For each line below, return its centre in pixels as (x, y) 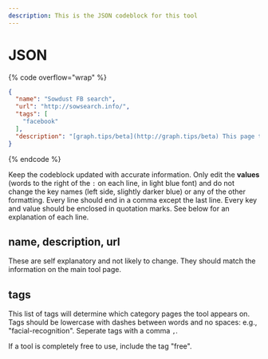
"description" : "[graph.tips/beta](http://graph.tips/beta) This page (135, 136)
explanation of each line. (49, 217)
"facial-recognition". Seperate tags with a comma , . (93, 331)
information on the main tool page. (65, 270)
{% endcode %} (35, 159)
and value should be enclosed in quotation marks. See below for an (119, 208)
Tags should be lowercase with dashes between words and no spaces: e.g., (133, 322)
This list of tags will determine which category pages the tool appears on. (129, 314)
